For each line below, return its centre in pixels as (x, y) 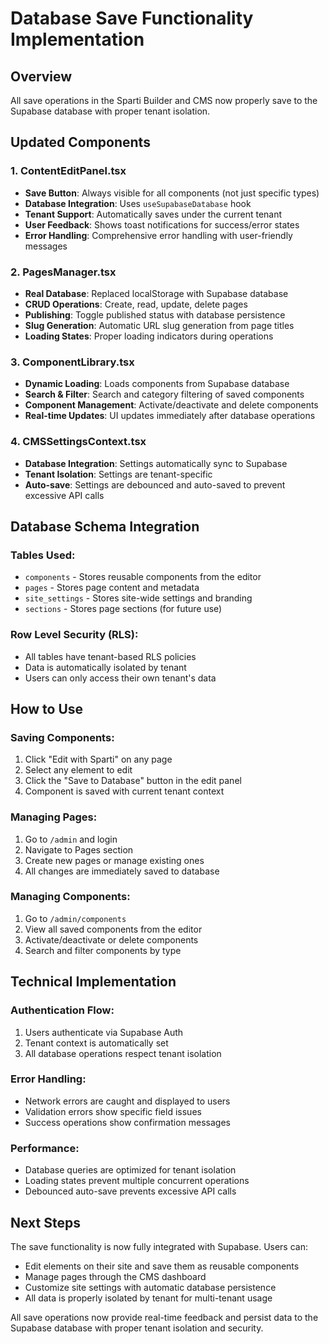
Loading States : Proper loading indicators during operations (149, 336)
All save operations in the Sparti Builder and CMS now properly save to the (164, 100)
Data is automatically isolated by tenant (105, 667)
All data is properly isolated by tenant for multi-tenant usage (148, 1298)
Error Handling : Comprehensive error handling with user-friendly (158, 235)
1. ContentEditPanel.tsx (68, 171)
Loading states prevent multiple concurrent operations (137, 1181)
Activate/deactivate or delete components (111, 939)
